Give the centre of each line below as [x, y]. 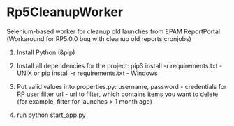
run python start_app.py [51, 115]
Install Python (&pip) [46, 52]
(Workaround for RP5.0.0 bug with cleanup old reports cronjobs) [99, 38]
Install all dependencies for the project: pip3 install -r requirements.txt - [119, 65]
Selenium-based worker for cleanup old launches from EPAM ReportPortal [114, 31]
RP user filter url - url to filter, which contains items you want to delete [117, 94]
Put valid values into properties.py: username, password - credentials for [122, 86]
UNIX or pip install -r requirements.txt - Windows [87, 73]
